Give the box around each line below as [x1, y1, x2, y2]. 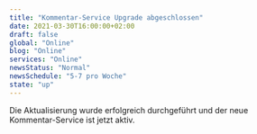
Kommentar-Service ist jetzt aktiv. [9, 114, 135, 125]
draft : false [9, 30, 59, 39]
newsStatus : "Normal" [9, 64, 91, 73]
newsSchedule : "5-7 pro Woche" [9, 72, 127, 81]
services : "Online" [9, 55, 83, 64]
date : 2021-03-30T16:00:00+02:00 [9, 22, 135, 31]
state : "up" [9, 80, 54, 89]
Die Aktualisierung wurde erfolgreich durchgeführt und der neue [9, 104, 249, 115]
